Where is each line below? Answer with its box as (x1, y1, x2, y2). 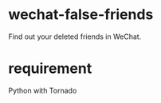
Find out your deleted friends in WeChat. (8, 32, 142, 41)
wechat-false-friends (8, 6, 154, 24)
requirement (8, 59, 92, 78)
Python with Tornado (8, 86, 77, 95)
